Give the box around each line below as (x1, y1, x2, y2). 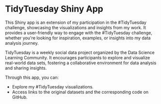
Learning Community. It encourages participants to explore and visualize (5, 54, 150, 60)
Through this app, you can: (5, 74, 59, 80)
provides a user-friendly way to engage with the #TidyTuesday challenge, (5, 30, 153, 35)
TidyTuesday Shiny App (5, 3, 103, 15)
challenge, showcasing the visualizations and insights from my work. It (5, 24, 146, 30)
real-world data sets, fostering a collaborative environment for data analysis (5, 60, 157, 66)
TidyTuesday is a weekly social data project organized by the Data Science (5, 50, 155, 55)
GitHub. (12, 94, 28, 100)
